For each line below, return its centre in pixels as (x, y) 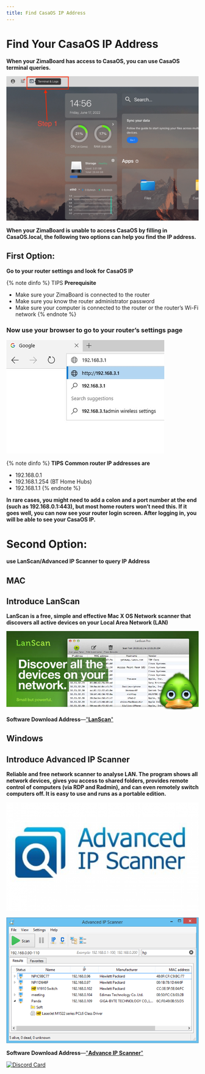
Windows (25, 739)
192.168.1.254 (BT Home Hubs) (53, 482)
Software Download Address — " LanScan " (60, 719)
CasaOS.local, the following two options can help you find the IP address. (101, 237)
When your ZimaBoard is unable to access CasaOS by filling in (87, 230)
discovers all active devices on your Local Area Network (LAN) (87, 622)
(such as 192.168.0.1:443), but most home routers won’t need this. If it (97, 507)
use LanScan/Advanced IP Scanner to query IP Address (78, 561)
